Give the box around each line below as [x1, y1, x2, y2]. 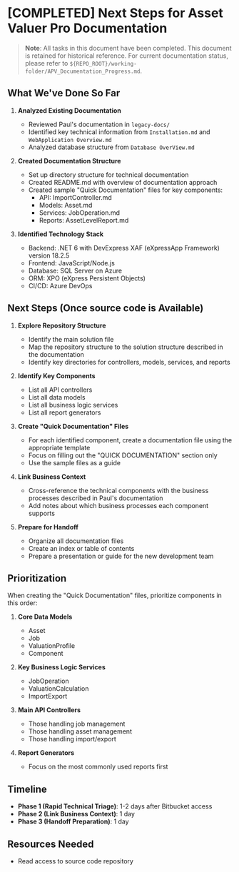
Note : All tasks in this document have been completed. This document [24, 44, 232, 52]
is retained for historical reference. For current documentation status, [24, 51, 228, 60]
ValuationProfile [28, 642, 76, 650]
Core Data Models [17, 612, 73, 622]
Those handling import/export [28, 735, 116, 744]
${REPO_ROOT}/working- [69, 60, 137, 67]
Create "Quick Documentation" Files [17, 422, 129, 430]
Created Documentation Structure [17, 156, 121, 165]
